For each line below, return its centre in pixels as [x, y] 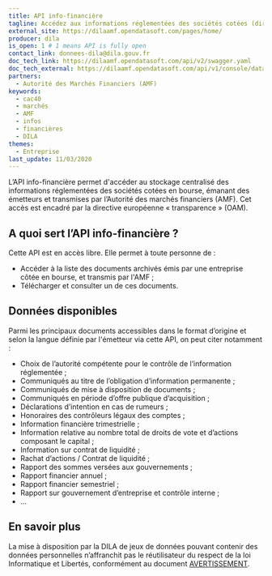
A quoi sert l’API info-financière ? [93, 233]
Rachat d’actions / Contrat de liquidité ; [85, 458]
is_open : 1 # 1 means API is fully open [78, 46]
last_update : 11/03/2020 [50, 159]
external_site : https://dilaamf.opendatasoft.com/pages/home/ [115, 31]
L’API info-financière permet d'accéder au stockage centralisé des [119, 182]
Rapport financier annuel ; [64, 476]
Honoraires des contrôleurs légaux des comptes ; [102, 415]
